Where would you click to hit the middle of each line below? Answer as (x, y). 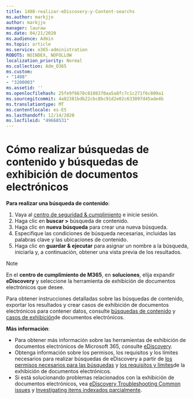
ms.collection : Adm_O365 (36, 66)
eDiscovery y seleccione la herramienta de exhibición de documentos (91, 281)
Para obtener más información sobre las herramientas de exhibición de (100, 340)
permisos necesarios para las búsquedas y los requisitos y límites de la (100, 365)
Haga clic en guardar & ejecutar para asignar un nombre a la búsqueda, (101, 246)
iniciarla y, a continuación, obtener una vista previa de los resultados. (98, 252)
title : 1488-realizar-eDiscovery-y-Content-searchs (70, 11)
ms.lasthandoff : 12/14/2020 (40, 115)
